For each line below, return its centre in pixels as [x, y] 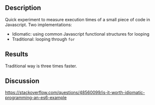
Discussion [22, 81]
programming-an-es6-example [36, 98]
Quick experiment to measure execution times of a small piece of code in [78, 19]
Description [23, 8]
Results [17, 54]
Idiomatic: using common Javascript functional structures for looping [81, 34]
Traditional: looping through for [43, 39]
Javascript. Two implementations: [39, 25]
